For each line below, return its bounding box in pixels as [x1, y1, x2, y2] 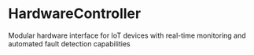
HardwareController [8, 5, 142, 23]
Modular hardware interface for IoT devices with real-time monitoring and [8, 31, 246, 40]
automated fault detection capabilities [8, 38, 131, 48]
